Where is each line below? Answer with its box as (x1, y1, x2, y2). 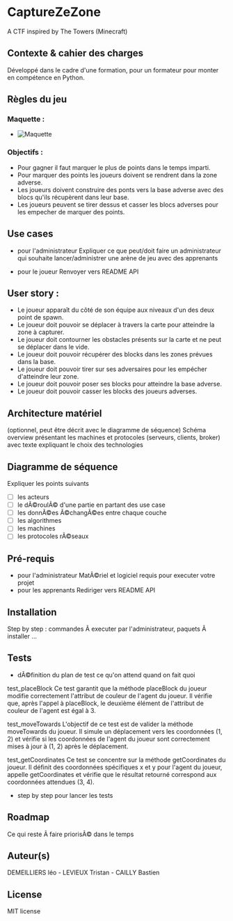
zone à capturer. (17, 328, 65, 336)
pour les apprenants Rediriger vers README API (17, 586, 156, 595)
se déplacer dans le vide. (17, 343, 90, 352)
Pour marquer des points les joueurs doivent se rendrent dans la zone (17, 171, 218, 179)
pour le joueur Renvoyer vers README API (17, 267, 139, 276)
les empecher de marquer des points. (17, 207, 125, 216)
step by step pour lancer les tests (17, 791, 113, 799)
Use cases (7, 228, 54, 240)
